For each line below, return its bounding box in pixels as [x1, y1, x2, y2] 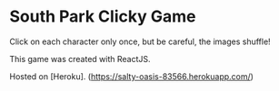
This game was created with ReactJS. [9, 53, 151, 64]
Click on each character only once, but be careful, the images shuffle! [9, 36, 271, 47]
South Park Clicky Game [9, 6, 196, 27]
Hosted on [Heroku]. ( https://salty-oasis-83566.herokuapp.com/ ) [9, 70, 254, 82]
